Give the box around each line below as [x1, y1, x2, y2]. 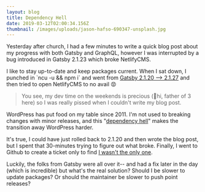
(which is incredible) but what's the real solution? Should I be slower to [6, 167, 185, 174]
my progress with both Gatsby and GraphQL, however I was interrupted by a [6, 50, 199, 57]
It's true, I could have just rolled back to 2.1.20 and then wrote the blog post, [6, 136, 199, 143]
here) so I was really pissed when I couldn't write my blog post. [21, 99, 182, 106]
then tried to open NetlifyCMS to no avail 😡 [6, 81, 117, 88]
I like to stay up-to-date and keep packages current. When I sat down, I [6, 68, 187, 75]
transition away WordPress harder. [6, 124, 94, 131]
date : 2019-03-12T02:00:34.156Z [6, 20, 89, 26]
